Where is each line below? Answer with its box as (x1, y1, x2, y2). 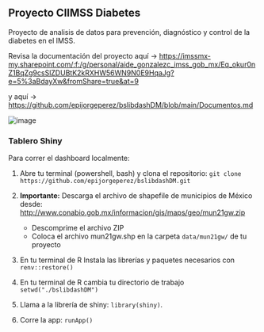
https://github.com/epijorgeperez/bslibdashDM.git (19, 177, 191, 185)
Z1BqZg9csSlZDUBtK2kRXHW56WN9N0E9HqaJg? (8, 67, 174, 78)
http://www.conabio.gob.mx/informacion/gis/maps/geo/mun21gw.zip (19, 208, 246, 217)
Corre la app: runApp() (19, 315, 94, 325)
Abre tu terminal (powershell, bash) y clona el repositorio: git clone (19, 169, 242, 178)
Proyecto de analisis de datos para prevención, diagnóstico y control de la (8, 27, 251, 36)
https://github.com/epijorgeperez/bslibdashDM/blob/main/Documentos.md (8, 100, 254, 109)
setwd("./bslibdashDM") (19, 286, 99, 294)
